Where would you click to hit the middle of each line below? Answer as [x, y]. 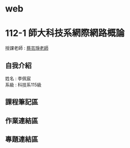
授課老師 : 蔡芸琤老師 [27, 48]
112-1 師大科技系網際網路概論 [65, 33]
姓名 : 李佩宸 [18, 78]
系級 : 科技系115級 [23, 85]
